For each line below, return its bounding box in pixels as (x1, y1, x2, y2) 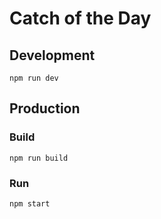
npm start (9, 198, 51, 209)
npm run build (9, 153, 69, 163)
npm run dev (9, 73, 59, 83)
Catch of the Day (9, 7, 152, 30)
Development (9, 47, 96, 64)
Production (9, 100, 81, 117)
